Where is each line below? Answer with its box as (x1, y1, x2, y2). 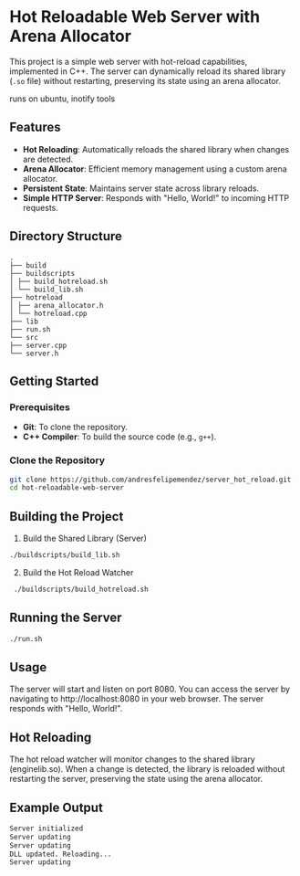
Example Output (9, 799, 103, 815)
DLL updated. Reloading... (9, 850, 112, 859)
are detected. (22, 153, 74, 164)
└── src (9, 332, 39, 342)
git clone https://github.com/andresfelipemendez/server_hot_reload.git (9, 475, 292, 484)
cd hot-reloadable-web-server (9, 483, 125, 492)
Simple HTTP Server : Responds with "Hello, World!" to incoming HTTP (22, 192, 290, 203)
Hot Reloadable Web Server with (9, 6, 261, 27)
